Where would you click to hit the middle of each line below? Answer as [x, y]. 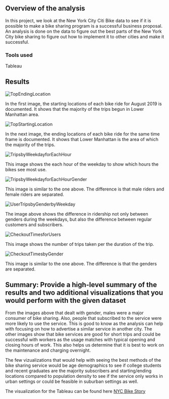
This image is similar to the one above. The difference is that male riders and [85, 189]
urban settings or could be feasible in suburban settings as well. [72, 381]
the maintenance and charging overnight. [48, 350]
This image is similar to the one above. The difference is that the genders [81, 263]
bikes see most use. [26, 169]
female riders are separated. [35, 194]
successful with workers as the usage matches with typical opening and [80, 340]
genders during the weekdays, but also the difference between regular [79, 219]
